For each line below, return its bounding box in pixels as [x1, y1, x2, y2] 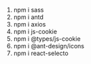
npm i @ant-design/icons [13, 42, 85, 50]
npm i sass [13, 6, 44, 14]
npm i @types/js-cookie [13, 35, 81, 43]
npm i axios [13, 20, 46, 28]
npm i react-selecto [13, 49, 69, 57]
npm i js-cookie [13, 27, 58, 35]
